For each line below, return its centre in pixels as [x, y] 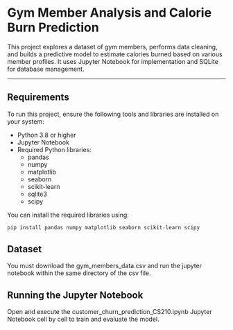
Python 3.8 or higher [46, 135]
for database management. [46, 69]
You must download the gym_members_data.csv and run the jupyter [105, 266]
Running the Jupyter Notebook [75, 295]
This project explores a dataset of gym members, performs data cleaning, [112, 47]
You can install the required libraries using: [68, 215]
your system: [26, 121]
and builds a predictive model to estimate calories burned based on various [115, 54]
